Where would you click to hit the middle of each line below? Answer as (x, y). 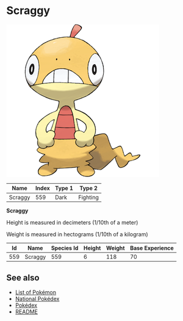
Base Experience (152, 248)
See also (23, 277)
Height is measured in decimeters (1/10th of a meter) (72, 223)
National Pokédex (37, 299)
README (27, 312)
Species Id (65, 248)
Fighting (89, 197)
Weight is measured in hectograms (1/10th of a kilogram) (77, 234)
